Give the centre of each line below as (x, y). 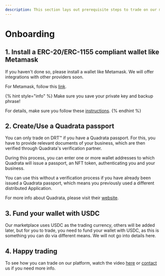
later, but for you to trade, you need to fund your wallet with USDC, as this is (82, 230)
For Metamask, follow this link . (36, 86)
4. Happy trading (31, 251)
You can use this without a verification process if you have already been (78, 178)
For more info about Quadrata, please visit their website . (62, 198)
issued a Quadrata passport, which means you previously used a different (80, 183)
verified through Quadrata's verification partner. (54, 149)
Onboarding (30, 34)
